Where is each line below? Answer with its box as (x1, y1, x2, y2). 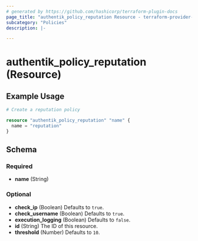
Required (6, 162, 33, 170)
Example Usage (6, 91, 65, 101)
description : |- (6, 25, 46, 31)
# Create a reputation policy (6, 107, 81, 113)
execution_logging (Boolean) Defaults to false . (14, 216, 131, 223)
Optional (6, 190, 31, 199)
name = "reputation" (11, 123, 62, 129)
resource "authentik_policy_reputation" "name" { (6, 118, 131, 123)
